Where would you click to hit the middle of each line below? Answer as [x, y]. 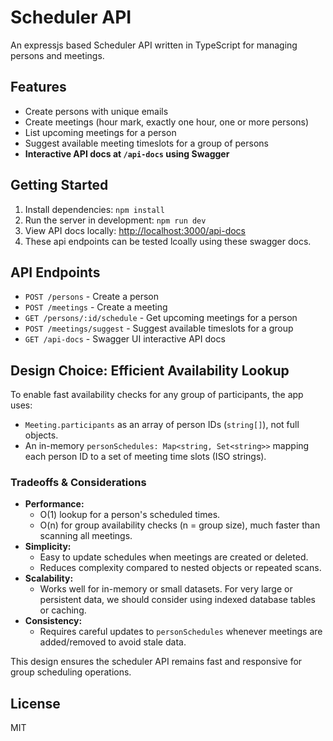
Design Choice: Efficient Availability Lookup [150, 370]
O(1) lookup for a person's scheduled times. [130, 515]
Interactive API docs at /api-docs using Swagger [127, 153]
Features [38, 87]
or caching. [63, 610]
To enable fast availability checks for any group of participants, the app [157, 395]
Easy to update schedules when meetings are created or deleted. [174, 557]
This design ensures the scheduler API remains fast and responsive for [156, 662]
